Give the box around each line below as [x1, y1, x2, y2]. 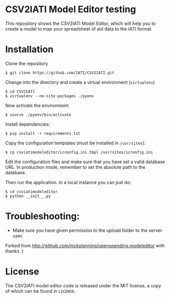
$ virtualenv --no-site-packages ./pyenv [5, 93, 94, 99]
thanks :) [5, 248, 24, 254]
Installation [5, 44, 54, 55]
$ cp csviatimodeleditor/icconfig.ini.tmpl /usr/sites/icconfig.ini [5, 150, 153, 155]
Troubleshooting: [5, 211, 80, 222]
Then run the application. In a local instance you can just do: [5, 179, 131, 185]
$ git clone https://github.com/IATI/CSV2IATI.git [5, 70, 115, 75]
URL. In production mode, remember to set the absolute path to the [5, 164, 146, 170]
